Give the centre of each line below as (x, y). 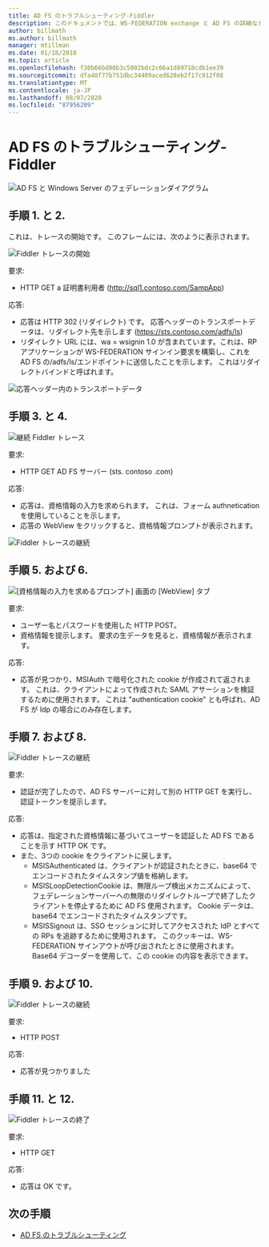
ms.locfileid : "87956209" (51, 105)
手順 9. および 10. (51, 984)
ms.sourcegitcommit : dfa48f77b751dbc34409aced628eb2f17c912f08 (116, 75)
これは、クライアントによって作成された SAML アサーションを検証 (145, 689)
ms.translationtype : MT (48, 83)
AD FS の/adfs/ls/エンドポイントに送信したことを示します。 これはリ (133, 361)
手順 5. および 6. (48, 570)
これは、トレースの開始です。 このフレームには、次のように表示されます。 (131, 236)
